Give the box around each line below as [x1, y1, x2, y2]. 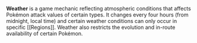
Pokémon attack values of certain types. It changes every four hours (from [6, 11, 189, 18]
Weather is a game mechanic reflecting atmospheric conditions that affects [6, 5, 191, 12]
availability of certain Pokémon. [6, 30, 83, 37]
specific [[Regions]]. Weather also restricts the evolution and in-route [6, 24, 176, 31]
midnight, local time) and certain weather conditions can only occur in [6, 18, 177, 24]
